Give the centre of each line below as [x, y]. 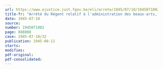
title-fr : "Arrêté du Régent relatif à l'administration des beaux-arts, [81, 14]
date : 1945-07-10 [23, 18]
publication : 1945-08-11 [30, 41]
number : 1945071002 [25, 28]
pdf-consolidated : [24, 59]
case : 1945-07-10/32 [26, 37]
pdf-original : [19, 55]
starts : [13, 46]
